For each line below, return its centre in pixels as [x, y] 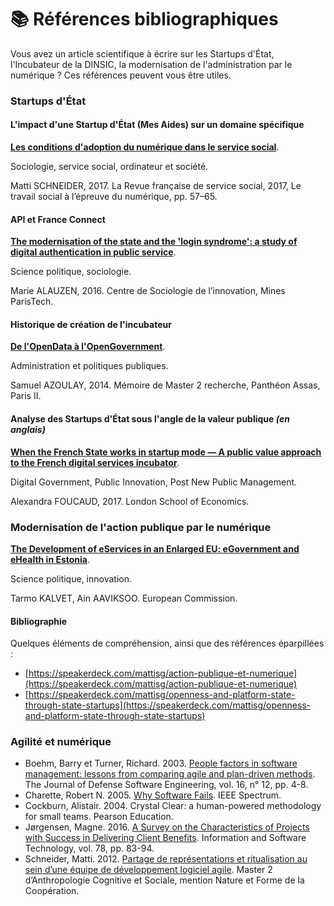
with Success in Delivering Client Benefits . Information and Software [165, 838]
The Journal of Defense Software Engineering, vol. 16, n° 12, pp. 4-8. [166, 785]
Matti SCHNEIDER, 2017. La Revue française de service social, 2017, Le [156, 186]
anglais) [28, 430]
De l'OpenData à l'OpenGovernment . [88, 347]
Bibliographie [39, 621]
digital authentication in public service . [93, 252]
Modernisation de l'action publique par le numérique [141, 527]
